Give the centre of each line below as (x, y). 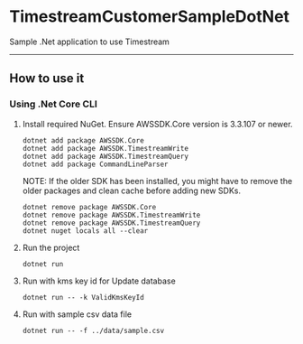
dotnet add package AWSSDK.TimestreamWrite (106, 148)
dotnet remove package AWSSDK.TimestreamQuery (111, 223)
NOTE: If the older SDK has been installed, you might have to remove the (157, 181)
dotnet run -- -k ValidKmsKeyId (83, 297)
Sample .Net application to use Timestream (89, 42)
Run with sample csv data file (77, 314)
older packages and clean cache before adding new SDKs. (132, 191)
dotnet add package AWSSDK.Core (83, 140)
